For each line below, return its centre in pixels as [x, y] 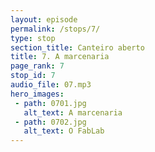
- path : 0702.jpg [50, 122]
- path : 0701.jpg [50, 103]
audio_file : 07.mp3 [51, 85]
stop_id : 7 [33, 76]
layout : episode [44, 19]
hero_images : [37, 94]
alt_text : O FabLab [64, 131]
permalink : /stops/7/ [55, 29]
